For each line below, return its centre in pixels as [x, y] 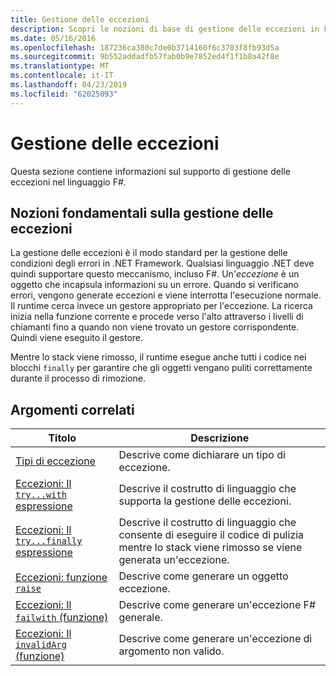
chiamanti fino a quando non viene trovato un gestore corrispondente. [155, 327]
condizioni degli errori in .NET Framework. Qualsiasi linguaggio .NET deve [162, 263]
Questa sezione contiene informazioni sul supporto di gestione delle [150, 171]
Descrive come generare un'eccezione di [215, 639]
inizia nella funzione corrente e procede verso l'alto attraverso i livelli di [157, 317]
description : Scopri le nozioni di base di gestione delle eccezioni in [165, 29]
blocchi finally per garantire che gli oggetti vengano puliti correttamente [161, 368]
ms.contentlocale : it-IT [62, 76]
